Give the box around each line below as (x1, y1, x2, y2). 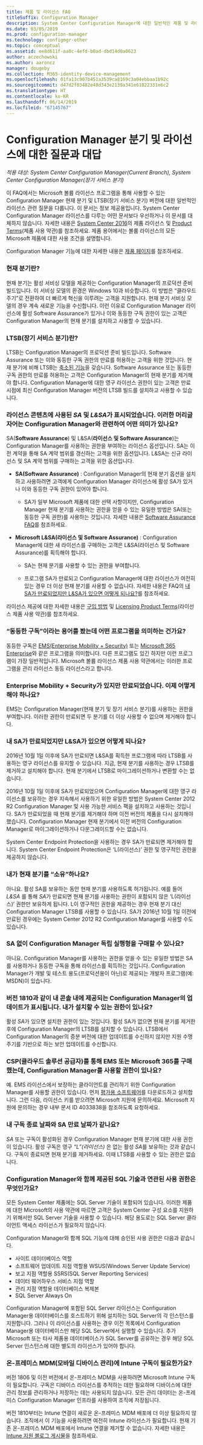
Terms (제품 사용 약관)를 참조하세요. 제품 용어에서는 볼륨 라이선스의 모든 (6, 227, 176, 234)
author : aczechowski (6, 54, 59, 60)
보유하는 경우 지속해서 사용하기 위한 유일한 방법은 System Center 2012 (27, 795, 195, 803)
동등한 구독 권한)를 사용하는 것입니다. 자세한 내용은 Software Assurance (24, 513, 196, 521)
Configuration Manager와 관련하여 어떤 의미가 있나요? (25, 419, 178, 428)
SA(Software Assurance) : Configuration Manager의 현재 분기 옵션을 (14, 470, 185, 477)
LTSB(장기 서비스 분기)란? (6, 334, 79, 342)
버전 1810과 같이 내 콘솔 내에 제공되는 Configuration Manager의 (6, 994, 186, 1002)
